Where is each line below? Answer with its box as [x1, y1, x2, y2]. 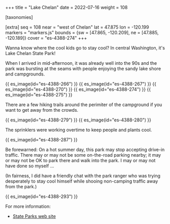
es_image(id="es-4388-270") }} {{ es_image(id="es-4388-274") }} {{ [5, 86, 151, 92]
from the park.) [5, 184, 37, 189]
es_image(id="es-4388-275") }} [5, 92, 73, 97]
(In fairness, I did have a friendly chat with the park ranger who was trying [5, 173, 161, 179]
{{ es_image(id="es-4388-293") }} [5, 193, 78, 200]
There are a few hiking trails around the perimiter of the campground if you [5, 102, 162, 108]
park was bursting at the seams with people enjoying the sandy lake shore [5, 66, 161, 71]
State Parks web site [12, 213, 56, 219]
